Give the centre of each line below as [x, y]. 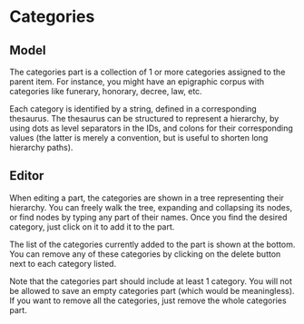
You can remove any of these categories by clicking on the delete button [145, 254]
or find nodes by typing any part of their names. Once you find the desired [148, 217]
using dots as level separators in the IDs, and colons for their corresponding [151, 128]
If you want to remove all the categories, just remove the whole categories [148, 300]
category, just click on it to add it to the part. [92, 226]
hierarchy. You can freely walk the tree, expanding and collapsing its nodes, [151, 207]
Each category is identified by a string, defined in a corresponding [133, 109]
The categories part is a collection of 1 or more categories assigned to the [147, 72]
